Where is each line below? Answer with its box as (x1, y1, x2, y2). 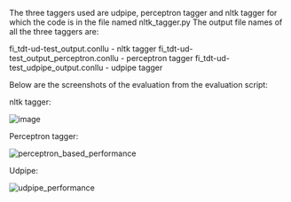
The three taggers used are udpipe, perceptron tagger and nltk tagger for (9, 8, 278, 18)
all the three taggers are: (9, 27, 99, 36)
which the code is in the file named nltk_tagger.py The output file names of (9, 17, 283, 27)
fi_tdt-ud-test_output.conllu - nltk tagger (9, 43, 157, 54)
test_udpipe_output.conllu (9, 62, 104, 73)
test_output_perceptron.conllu (9, 53, 120, 63)
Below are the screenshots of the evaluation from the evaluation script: (9, 80, 268, 89)
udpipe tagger (110, 62, 163, 73)
